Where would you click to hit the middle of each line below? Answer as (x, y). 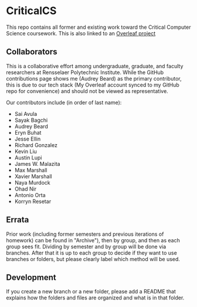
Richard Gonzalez (36, 145)
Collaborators (32, 52)
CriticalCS (31, 11)
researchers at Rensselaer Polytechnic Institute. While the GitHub (85, 72)
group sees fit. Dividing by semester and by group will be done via (86, 246)
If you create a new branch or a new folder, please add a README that (91, 292)
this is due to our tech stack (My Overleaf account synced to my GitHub (93, 85)
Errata (18, 220)
